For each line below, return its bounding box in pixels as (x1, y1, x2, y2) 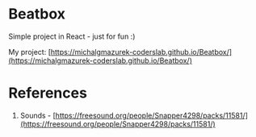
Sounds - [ (19, 110, 57, 120)
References (8, 84, 87, 102)
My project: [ (8, 47, 51, 56)
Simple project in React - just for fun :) (8, 31, 136, 41)
